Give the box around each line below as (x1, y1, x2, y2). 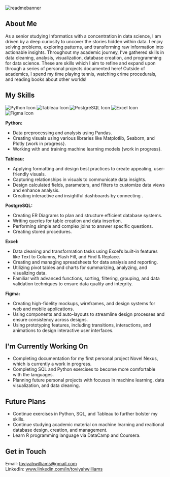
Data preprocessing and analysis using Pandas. (12, 130, 112, 136)
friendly (12, 171, 29, 177)
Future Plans (5, 397, 46, 406)
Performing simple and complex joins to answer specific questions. (12, 223, 153, 229)
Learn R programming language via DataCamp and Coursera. (12, 432, 141, 438)
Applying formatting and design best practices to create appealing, (12, 165, 153, 171)
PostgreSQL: (5, 202, 33, 208)
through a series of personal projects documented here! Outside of (5, 65, 146, 71)
